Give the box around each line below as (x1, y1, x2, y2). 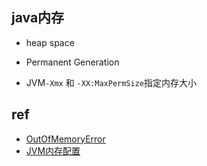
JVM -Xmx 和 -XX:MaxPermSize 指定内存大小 (25, 76, 197, 88)
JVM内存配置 (25, 144, 81, 157)
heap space (25, 36, 75, 48)
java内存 (11, 9, 65, 27)
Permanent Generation (25, 56, 120, 68)
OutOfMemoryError (25, 133, 106, 145)
